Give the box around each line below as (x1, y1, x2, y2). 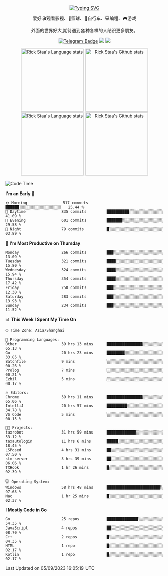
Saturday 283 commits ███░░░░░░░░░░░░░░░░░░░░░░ (5, 294, 163, 299)
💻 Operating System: (5, 479, 50, 484)
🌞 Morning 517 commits (5, 200, 88, 205)
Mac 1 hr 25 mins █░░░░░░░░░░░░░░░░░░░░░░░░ (5, 494, 163, 499)
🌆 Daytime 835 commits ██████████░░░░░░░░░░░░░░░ (5, 209, 163, 214)
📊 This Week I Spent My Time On (5, 316, 76, 322)
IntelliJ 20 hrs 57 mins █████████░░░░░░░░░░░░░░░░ (5, 403, 163, 408)
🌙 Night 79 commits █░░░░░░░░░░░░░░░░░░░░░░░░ (5, 227, 163, 232)
